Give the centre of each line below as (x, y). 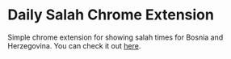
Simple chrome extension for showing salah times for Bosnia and (115, 37)
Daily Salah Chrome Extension (111, 15)
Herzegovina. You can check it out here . (74, 45)
